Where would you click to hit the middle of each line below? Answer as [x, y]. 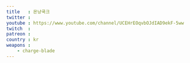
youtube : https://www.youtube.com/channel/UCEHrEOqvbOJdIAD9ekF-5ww [95, 23]
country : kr [23, 40]
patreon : [19, 34]
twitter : [19, 17]
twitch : [19, 28]
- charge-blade [36, 51]
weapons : [19, 46]
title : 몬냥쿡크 [28, 12]
